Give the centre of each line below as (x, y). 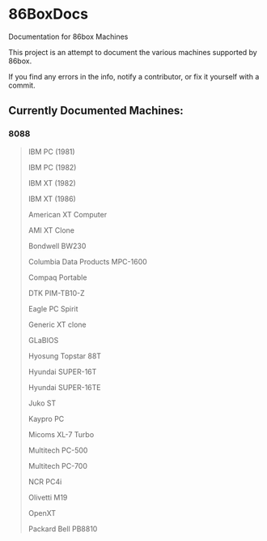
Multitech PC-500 (58, 450)
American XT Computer (68, 214)
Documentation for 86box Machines (68, 36)
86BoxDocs (49, 14)
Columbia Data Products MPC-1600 (87, 261)
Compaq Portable (57, 277)
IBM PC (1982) (52, 167)
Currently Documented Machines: (96, 111)
